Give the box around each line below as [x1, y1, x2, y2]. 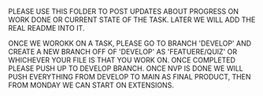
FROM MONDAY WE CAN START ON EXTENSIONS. [8, 80, 175, 90]
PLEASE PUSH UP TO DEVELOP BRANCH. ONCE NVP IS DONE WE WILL [8, 64, 244, 73]
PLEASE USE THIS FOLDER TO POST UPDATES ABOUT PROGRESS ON [8, 7, 239, 16]
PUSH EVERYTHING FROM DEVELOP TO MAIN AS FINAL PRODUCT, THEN [8, 72, 251, 81]
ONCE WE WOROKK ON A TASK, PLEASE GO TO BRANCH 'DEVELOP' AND [8, 39, 252, 48]
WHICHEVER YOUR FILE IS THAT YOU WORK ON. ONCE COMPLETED [8, 55, 236, 65]
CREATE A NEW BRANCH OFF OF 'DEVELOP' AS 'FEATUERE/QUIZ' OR [8, 47, 238, 56]
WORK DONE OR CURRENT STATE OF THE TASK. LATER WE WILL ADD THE [8, 15, 256, 24]
